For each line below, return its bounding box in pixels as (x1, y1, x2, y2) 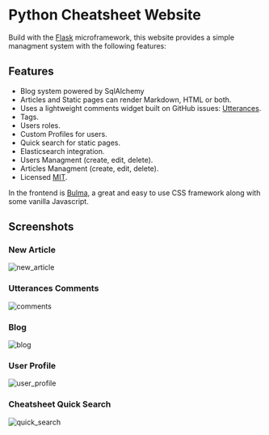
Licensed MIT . (19, 172, 68, 181)
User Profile (8, 360, 57, 371)
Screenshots (8, 220, 74, 234)
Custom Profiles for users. (19, 129, 107, 139)
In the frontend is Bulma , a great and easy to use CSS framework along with (8, 188, 261, 198)
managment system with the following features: (8, 41, 167, 50)
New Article (8, 245, 57, 256)
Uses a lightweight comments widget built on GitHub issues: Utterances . (19, 103, 262, 113)
